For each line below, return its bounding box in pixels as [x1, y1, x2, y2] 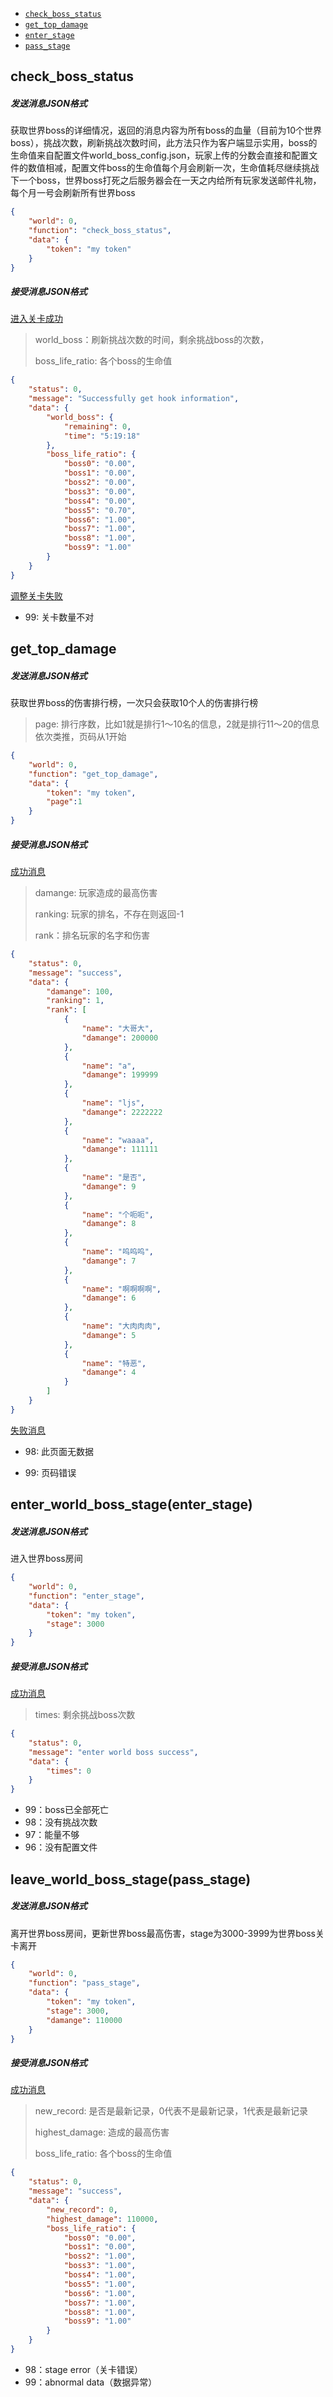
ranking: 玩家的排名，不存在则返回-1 [34, 908, 185, 920]
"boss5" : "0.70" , [63, 505, 137, 515]
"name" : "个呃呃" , [81, 1209, 155, 1220]
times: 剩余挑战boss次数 [34, 1709, 136, 1721]
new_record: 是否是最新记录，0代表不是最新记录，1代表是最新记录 [34, 2105, 308, 2117]
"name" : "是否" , [81, 1173, 147, 1183]
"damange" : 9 [81, 1181, 137, 1192]
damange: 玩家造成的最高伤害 [34, 887, 158, 899]
